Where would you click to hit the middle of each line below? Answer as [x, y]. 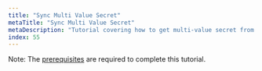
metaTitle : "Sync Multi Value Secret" [71, 23]
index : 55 [24, 37]
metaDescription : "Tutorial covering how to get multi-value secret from [131, 30]
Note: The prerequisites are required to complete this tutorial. [107, 59]
